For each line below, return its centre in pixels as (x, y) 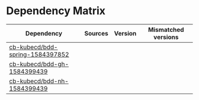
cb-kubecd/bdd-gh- (39, 64)
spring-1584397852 (39, 54)
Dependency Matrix (56, 11)
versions (166, 37)
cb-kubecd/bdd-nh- (39, 81)
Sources (96, 33)
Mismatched (166, 30)
